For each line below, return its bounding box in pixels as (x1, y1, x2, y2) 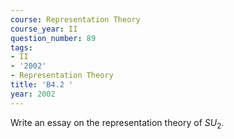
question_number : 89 (10, 33, 97, 43)
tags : (10, 42, 33, 53)
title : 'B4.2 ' (10, 80, 74, 90)
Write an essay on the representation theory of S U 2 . (10, 116, 225, 131)
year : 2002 (10, 89, 56, 99)
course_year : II (10, 24, 78, 34)
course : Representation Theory (10, 14, 141, 25)
